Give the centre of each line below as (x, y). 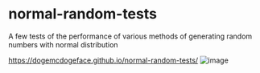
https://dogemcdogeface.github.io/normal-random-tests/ (103, 60)
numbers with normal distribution (63, 44)
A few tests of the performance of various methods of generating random (130, 36)
